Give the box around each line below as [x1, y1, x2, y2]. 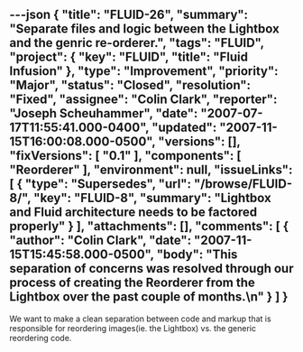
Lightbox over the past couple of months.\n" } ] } [9, 289, 289, 305]
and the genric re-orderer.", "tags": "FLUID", [9, 35, 264, 51]
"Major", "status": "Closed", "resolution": [9, 78, 251, 93]
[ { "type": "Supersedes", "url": [9, 176, 192, 192]
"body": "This [156, 247, 238, 263]
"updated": [151, 120, 217, 135]
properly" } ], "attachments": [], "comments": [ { [9, 218, 289, 234]
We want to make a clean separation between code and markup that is [9, 313, 272, 324]
